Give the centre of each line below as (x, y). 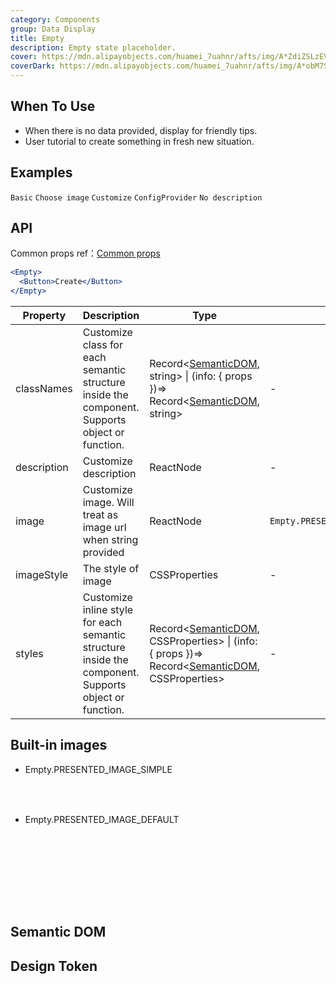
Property (44, 316)
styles (29, 654)
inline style (108, 610)
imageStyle (42, 575)
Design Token (54, 966)
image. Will (108, 503)
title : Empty (37, 38)
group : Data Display (53, 29)
